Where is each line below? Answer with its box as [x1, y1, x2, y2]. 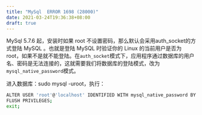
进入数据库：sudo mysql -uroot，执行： [6, 80, 105, 87]
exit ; [6, 104, 20, 110]
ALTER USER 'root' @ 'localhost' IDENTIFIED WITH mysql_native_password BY [6, 92, 197, 98]
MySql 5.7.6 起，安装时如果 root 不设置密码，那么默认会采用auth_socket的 [6, 37, 191, 45]
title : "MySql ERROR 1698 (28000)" [6, 8, 99, 15]
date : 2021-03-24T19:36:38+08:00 [6, 14, 91, 20]
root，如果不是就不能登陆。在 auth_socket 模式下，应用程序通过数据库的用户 [6, 52, 195, 60]
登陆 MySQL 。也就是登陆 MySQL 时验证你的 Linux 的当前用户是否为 [11, 45, 182, 52]
